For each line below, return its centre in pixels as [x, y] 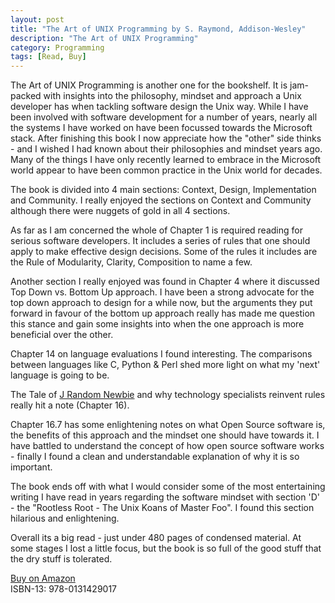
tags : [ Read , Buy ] [48, 57]
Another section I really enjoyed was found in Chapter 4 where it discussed [165, 282]
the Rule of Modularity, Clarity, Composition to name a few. [131, 262]
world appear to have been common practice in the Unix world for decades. [166, 170]
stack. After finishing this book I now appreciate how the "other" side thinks [166, 138]
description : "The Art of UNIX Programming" [104, 38]
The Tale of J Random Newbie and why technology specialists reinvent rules [168, 395]
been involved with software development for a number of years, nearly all [164, 117]
